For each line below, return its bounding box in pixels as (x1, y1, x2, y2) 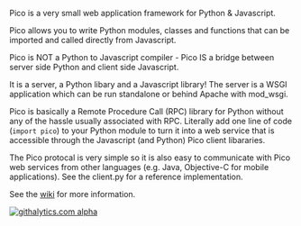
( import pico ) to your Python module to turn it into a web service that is (9, 125, 275, 136)
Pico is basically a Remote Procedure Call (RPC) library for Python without (9, 106, 284, 116)
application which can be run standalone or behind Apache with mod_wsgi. (9, 89, 288, 99)
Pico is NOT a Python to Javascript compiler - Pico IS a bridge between (9, 52, 275, 62)
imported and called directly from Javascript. (9, 35, 177, 45)
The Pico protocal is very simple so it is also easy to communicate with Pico (9, 152, 291, 163)
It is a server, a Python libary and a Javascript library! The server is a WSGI (9, 79, 287, 89)
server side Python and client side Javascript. (9, 62, 179, 72)
